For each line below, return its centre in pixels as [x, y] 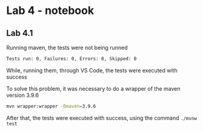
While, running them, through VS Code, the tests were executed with [92, 70]
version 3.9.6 [23, 95]
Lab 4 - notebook [50, 11]
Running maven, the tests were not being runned [67, 47]
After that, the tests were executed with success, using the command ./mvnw [101, 118]
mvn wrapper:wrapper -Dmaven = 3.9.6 [51, 106]
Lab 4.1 [20, 33]
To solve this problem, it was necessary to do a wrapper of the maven [93, 88]
